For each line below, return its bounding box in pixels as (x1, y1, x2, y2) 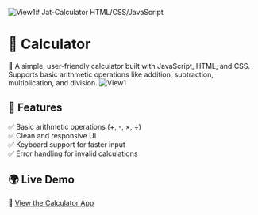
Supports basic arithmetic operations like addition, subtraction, (8, 70, 214, 79)
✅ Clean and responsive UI (8, 130, 97, 140)
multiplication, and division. (8, 77, 98, 87)
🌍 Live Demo (8, 173, 75, 187)
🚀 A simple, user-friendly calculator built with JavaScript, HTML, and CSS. (8, 61, 251, 70)
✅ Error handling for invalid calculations (8, 149, 138, 158)
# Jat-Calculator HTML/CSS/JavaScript (35, 8, 164, 17)
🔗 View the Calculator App (8, 198, 94, 207)
